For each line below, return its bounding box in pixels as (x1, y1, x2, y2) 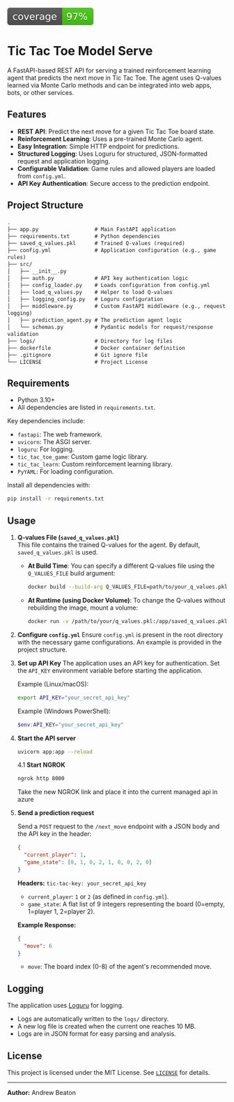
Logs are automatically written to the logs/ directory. (17, 1015, 169, 1023)
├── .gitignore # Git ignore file (7, 351, 148, 358)
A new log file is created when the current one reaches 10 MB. (17, 1022, 196, 1031)
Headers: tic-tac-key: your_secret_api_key (17, 879, 147, 887)
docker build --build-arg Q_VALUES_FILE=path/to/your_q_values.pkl (27, 584, 228, 591)
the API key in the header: (17, 830, 92, 838)
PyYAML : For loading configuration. (17, 467, 114, 476)
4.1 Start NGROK (17, 761, 65, 769)
